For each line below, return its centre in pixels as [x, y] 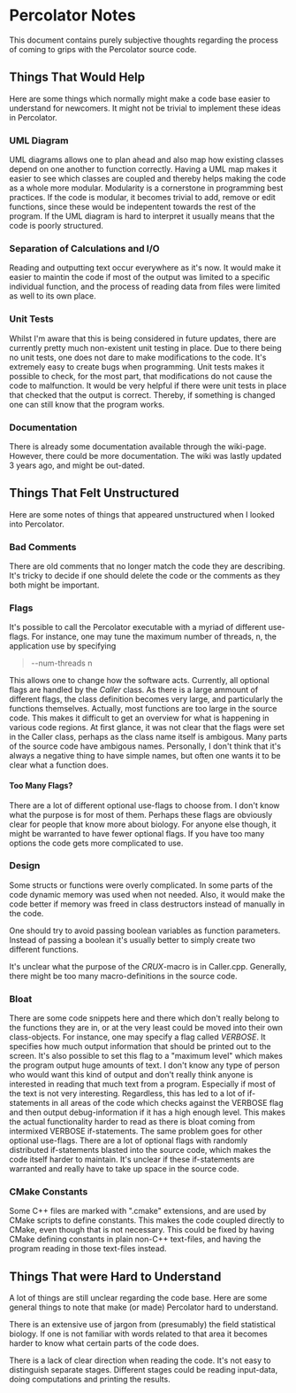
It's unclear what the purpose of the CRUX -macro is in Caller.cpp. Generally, [148, 966]
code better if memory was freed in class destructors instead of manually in [147, 904]
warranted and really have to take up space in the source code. [124, 1169]
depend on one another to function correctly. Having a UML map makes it [143, 169]
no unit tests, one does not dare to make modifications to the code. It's [138, 357]
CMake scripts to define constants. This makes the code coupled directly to [147, 1220]
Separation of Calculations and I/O [85, 248]
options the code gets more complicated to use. [96, 843]
